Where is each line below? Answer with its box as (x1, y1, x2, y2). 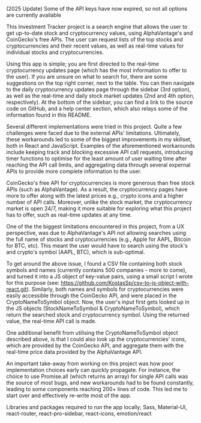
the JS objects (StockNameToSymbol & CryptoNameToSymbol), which (6, 305, 180, 312)
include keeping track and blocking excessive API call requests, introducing (6, 148, 193, 156)
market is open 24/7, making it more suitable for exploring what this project (6, 205, 192, 212)
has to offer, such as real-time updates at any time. (6, 211, 132, 218)
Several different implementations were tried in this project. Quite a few (6, 123, 182, 130)
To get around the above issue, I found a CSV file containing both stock (6, 260, 182, 267)
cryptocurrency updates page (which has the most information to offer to (6, 67, 187, 74)
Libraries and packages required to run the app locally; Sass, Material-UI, (6, 404, 187, 410)
